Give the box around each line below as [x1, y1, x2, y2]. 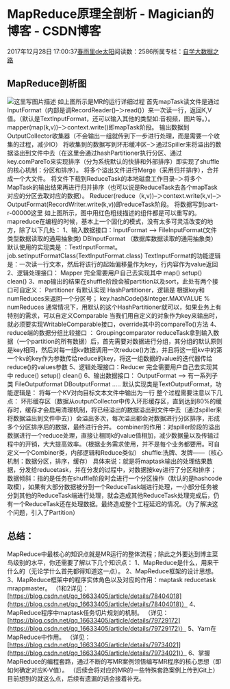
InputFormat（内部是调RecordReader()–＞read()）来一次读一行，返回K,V [7, 105, 212, 114]
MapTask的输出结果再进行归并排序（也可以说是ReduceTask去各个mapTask [7, 183, 218, 191]
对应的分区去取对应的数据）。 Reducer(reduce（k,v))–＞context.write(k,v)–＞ [7, 191, 222, 199]
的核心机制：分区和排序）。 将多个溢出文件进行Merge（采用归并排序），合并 [7, 166, 219, 174]
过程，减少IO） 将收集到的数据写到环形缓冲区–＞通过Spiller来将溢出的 [18, 140, 216, 148]
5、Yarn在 [188, 624, 217, 632]
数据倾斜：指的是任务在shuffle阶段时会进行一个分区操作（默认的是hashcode [7, 474, 222, 482]
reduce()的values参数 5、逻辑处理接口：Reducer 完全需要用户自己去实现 [7, 362, 212, 371]
